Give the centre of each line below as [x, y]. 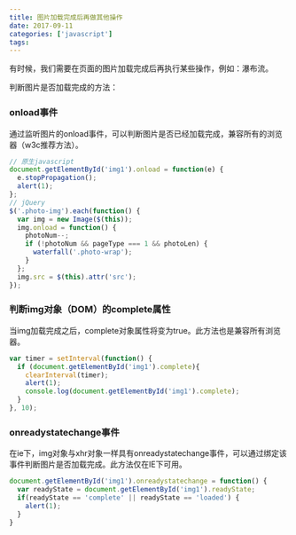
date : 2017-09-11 [41, 26]
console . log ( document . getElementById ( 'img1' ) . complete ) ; [132, 391]
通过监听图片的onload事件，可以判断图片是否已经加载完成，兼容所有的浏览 [146, 133]
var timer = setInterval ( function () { [81, 358]
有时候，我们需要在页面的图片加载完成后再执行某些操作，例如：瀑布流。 [141, 68]
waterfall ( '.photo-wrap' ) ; [82, 252]
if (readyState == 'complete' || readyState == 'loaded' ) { [129, 498]
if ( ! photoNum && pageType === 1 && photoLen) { [117, 244]
